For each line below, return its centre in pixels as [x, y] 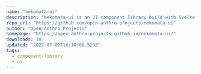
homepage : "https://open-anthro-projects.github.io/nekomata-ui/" [91, 34]
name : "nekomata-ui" [32, 12]
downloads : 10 [24, 39]
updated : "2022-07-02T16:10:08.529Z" [54, 45]
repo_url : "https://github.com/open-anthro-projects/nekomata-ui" [91, 23]
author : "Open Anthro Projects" [47, 28]
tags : [13, 51]
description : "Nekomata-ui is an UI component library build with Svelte [101, 17]
